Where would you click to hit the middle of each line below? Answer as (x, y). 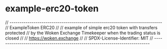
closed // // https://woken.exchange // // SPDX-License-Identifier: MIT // (79, 38)
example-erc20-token (52, 9)
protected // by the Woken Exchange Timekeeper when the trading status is (83, 33)
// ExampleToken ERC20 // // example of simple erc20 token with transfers (82, 27)
